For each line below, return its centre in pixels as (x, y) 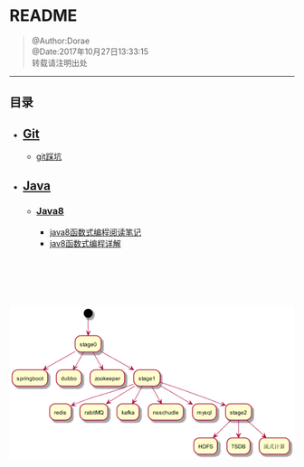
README (43, 16)
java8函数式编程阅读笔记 (95, 232)
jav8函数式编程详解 (85, 243)
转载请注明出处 (59, 62)
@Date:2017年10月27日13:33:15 (90, 51)
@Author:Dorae (61, 41)
